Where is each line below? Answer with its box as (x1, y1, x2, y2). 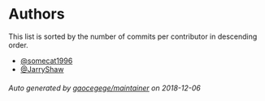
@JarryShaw (20, 64, 64, 74)
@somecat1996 (20, 56, 73, 65)
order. (8, 40, 28, 49)
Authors (8, 5, 65, 23)
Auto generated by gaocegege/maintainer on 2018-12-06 (8, 82, 201, 93)
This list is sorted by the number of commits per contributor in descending (8, 32, 258, 41)
